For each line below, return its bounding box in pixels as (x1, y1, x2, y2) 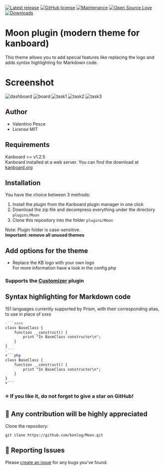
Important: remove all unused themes (5, 232, 84, 238)
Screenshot (5, 77, 54, 88)
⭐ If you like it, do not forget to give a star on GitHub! (5, 393, 134, 400)
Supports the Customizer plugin (5, 277, 84, 284)
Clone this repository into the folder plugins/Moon (12, 217, 113, 223)
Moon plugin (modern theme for (5, 27, 140, 39)
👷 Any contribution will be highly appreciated (5, 410, 148, 418)
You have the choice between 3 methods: (5, 192, 90, 198)
